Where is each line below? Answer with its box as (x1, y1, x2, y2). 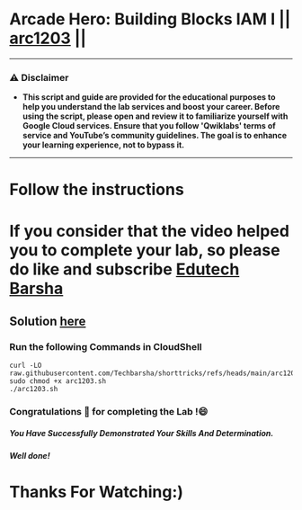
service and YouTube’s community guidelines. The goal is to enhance (22, 130, 288, 141)
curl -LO (9, 361, 42, 371)
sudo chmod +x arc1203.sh (9, 377, 106, 386)
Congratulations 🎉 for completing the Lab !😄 (9, 406, 209, 418)
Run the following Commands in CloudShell (9, 340, 202, 353)
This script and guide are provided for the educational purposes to (22, 92, 276, 103)
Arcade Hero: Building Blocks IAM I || (9, 9, 291, 30)
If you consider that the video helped (9, 220, 290, 241)
